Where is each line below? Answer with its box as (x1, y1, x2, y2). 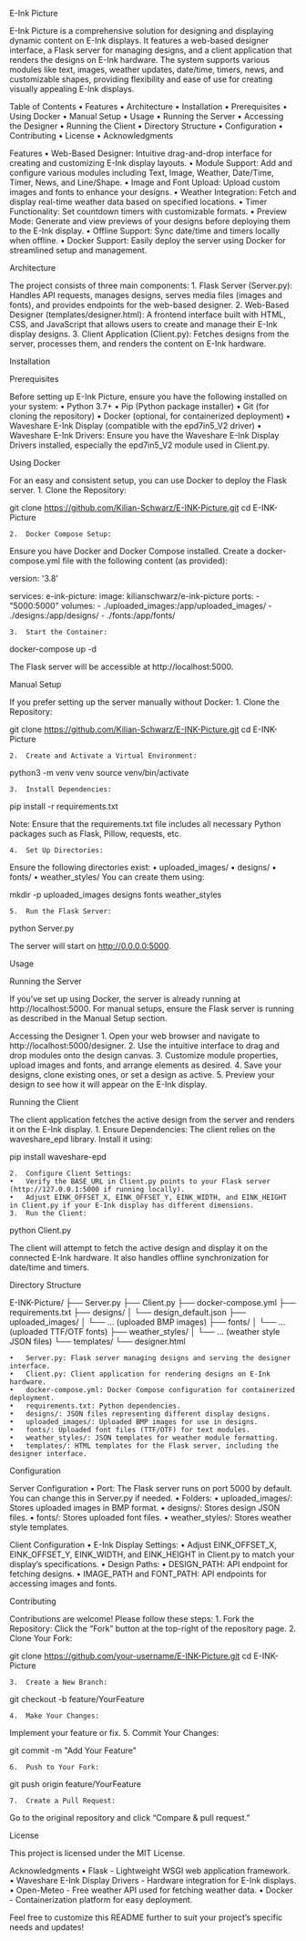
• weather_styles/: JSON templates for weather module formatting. (9, 1433, 280, 1442)
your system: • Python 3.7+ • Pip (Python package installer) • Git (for (9, 401, 270, 411)
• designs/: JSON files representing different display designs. (9, 1409, 271, 1419)
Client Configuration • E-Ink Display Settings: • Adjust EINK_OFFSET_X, (9, 1540, 277, 1550)
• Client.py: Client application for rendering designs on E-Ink (9, 1369, 271, 1378)
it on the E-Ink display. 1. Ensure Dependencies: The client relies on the (9, 1124, 276, 1134)
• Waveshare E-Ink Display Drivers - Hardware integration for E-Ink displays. (9, 1875, 297, 1885)
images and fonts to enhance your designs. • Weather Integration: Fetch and (9, 187, 297, 197)
